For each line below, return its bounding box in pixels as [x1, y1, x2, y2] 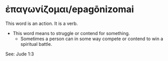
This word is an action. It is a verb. [5, 20, 78, 26]
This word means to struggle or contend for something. [12, 30, 130, 36]
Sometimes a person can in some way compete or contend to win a [20, 36, 163, 42]
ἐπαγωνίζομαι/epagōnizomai [5, 4, 135, 15]
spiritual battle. [20, 41, 52, 47]
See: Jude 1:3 [5, 51, 34, 57]
